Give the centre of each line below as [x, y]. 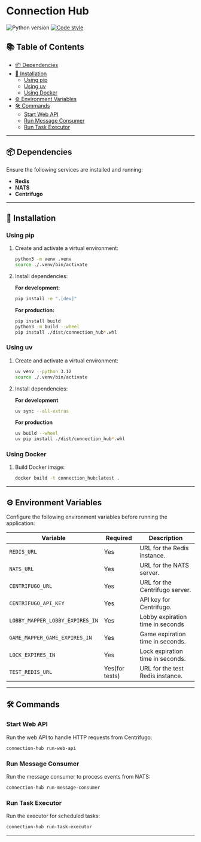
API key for [155, 600]
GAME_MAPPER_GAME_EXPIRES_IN [51, 638]
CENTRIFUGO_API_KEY [37, 603]
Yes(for [114, 669]
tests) [112, 676]
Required [119, 538]
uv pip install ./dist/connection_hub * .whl [70, 439]
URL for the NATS [165, 565]
